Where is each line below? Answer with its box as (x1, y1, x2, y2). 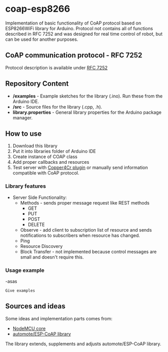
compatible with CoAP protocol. (12, 170, 80, 176)
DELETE (27, 221, 45, 228)
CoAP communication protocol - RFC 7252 (5, 51, 143, 60)
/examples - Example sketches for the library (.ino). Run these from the (12, 93, 163, 99)
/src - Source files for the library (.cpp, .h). (12, 104, 103, 110)
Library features (5, 183, 46, 190)
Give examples (5, 288, 36, 293)
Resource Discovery (20, 243, 63, 249)
